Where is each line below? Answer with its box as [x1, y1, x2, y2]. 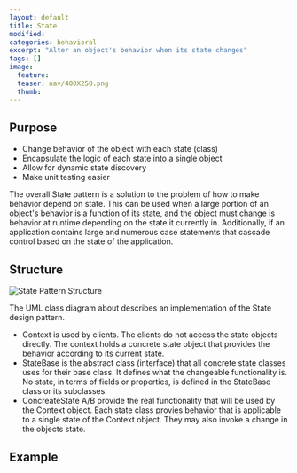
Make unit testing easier [21, 172, 111, 183]
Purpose [9, 120, 58, 135]
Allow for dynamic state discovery [21, 162, 147, 173]
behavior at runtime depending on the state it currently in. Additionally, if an [9, 217, 285, 228]
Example [9, 449, 59, 464]
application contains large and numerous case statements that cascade [9, 227, 270, 238]
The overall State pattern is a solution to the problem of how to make [9, 189, 260, 200]
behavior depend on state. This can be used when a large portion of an [9, 199, 269, 209]
